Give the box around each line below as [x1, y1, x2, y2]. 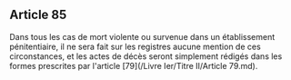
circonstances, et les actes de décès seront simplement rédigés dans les [9, 50, 283, 62]
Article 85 [9, 7, 67, 23]
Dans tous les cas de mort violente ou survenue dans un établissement [9, 31, 276, 42]
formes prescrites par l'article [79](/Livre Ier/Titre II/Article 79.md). [9, 60, 258, 71]
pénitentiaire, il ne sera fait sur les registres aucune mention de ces [9, 41, 261, 52]
